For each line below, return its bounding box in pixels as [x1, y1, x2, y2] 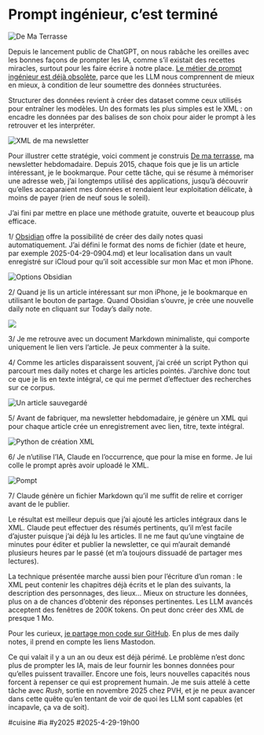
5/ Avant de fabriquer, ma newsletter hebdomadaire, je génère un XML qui [8, 413, 248, 423]
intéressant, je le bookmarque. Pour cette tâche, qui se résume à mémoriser [8, 168, 254, 177]
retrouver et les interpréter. [8, 120, 96, 130]
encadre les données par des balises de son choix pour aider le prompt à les [8, 112, 256, 121]
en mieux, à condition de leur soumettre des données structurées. [8, 80, 222, 90]
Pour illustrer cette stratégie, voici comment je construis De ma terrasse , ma [8, 151, 255, 161]
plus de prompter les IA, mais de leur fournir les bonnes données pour [8, 660, 236, 670]
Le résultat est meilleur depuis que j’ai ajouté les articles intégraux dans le [8, 514, 247, 524]
